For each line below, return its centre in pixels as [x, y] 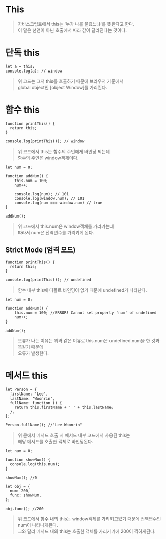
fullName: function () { [36, 403]
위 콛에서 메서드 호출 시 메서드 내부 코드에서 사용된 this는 [74, 435]
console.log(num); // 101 [42, 194]
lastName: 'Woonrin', [33, 398]
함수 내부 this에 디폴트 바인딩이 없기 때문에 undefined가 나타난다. [82, 290]
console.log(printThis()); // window [45, 141]
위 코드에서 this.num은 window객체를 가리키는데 [66, 226]
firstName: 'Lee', [29, 394]
